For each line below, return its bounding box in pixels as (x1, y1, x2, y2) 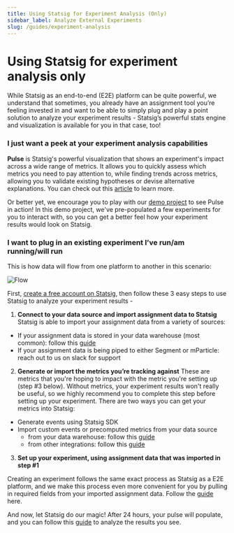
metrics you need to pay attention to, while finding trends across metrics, (7, 169, 218, 178)
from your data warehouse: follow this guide (27, 432, 155, 441)
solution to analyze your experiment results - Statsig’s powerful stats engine (7, 113, 226, 122)
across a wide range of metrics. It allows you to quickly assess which (7, 162, 207, 170)
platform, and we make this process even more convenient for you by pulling (7, 482, 228, 490)
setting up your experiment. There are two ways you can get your (17, 397, 206, 405)
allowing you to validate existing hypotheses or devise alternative (7, 176, 195, 185)
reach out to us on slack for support (17, 353, 121, 362)
